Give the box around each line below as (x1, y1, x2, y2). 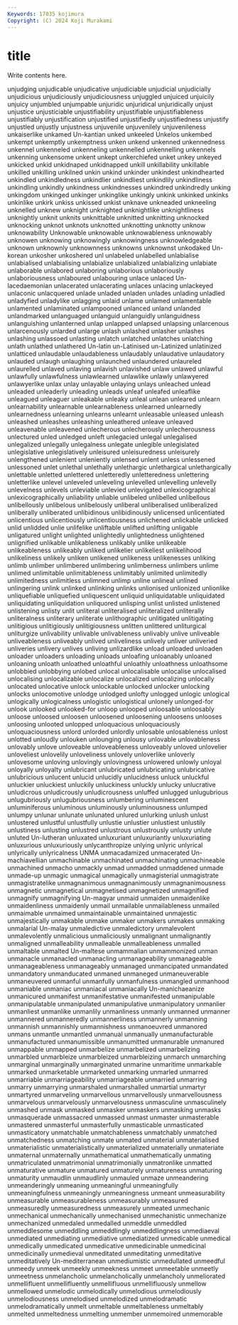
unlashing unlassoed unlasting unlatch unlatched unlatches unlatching (7, 334, 213, 343)
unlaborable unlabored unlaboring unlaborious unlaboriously (7, 266, 185, 275)
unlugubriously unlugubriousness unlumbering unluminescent (7, 796, 188, 804)
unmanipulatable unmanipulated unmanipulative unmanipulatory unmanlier (7, 1000, 226, 1008)
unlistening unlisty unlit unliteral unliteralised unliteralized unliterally (7, 606, 205, 616)
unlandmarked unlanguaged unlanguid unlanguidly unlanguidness (7, 312, 200, 320)
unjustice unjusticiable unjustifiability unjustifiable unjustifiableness (7, 107, 204, 116)
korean (7, 251, 28, 260)
